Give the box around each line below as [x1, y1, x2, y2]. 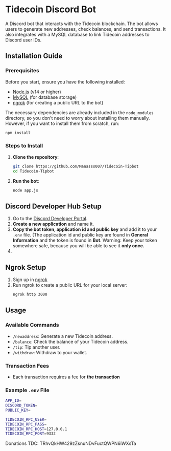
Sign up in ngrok [12, 276, 47, 283]
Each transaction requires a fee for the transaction [12, 374, 120, 380]
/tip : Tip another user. [12, 344, 61, 350]
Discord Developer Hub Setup [5, 202, 102, 210]
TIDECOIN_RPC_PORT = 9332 [5, 431, 56, 436]
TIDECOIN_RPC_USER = [5, 417, 47, 422]
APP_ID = [5, 398, 22, 403]
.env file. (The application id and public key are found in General [12, 232, 149, 238]
